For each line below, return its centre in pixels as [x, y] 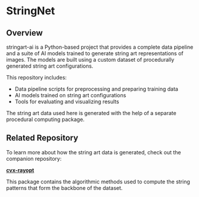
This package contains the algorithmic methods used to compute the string [98, 182]
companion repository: [34, 158]
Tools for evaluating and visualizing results [67, 101]
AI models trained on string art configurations [70, 95]
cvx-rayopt [20, 170]
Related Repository [42, 138]
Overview [25, 33]
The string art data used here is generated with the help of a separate [91, 113]
